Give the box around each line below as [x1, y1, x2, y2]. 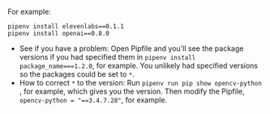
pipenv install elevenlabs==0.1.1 [7, 23, 125, 31]
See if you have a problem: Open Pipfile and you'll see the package [19, 44, 244, 53]
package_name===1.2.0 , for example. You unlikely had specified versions [19, 61, 259, 70]
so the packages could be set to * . [19, 69, 135, 79]
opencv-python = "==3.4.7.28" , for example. [19, 95, 168, 104]
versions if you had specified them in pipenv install [19, 52, 196, 61]
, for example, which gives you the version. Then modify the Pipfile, [19, 86, 245, 96]
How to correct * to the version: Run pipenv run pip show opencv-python [19, 78, 263, 87]
